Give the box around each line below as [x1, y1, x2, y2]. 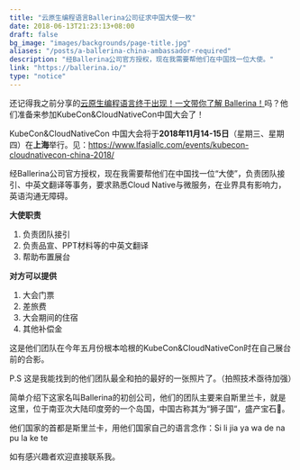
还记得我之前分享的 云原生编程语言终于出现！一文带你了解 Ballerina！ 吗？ [9, 97, 281, 108]
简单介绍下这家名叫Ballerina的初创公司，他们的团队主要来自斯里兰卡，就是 [9, 392, 286, 402]
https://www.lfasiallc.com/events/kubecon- [88, 139, 250, 149]
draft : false [9, 30, 59, 39]
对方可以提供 [9, 270, 57, 281]
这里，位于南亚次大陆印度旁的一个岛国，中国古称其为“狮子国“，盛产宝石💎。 [9, 402, 290, 414]
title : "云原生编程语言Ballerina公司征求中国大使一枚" [9, 13, 196, 23]
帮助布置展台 [22, 251, 70, 262]
